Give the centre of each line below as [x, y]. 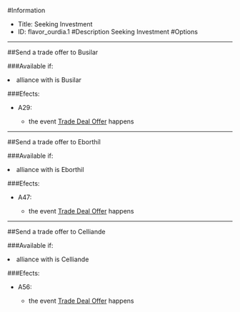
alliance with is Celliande [53, 259]
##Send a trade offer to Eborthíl [54, 142]
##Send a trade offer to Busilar [53, 52]
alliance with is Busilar [49, 80]
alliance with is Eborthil [50, 170]
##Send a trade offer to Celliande [56, 232]
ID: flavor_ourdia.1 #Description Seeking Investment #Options [108, 32]
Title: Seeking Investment [55, 24]
